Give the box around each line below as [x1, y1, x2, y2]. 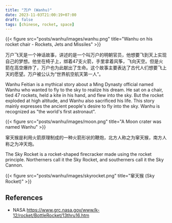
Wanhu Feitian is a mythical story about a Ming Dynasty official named [5, 82, 154, 88]
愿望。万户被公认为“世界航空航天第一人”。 [14, 71, 104, 77]
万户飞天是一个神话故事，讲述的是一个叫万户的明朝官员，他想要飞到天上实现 [5, 52, 167, 58]
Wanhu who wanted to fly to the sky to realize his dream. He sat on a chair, [5, 87, 163, 93]
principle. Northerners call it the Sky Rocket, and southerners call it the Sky [5, 157, 164, 163]
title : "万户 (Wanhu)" [5, 7, 52, 13]
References [5, 193, 43, 202]
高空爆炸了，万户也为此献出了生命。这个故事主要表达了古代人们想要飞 [14, 65, 162, 71]
